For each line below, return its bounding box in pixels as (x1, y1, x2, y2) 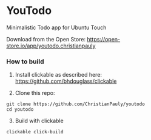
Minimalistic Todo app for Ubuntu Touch (6, 24, 107, 31)
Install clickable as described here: (15, 71, 102, 79)
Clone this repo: (15, 89, 55, 97)
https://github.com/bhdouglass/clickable (15, 77, 117, 85)
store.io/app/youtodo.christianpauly (6, 42, 96, 49)
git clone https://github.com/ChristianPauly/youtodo (6, 101, 146, 107)
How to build (6, 57, 44, 66)
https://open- (87, 35, 121, 43)
